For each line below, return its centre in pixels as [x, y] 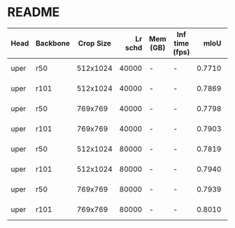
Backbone [53, 43]
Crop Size [95, 43]
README [34, 12]
